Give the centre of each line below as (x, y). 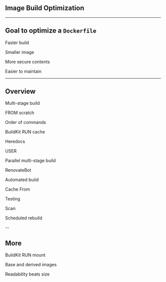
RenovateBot (18, 170)
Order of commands (26, 122)
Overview (21, 92)
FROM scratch (20, 113)
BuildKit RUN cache (25, 132)
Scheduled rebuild (24, 218)
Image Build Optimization (45, 8)
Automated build (22, 180)
